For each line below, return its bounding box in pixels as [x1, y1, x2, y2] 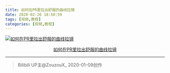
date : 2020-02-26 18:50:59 [5, 12, 62, 17]
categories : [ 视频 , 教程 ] [5, 21, 55, 27]
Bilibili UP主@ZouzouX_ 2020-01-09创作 [17, 62, 102, 68]
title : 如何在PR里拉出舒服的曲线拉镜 [5, 7, 75, 13]
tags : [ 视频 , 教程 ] [5, 17, 41, 22]
